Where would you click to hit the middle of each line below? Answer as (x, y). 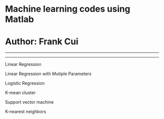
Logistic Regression (25, 83)
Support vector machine (29, 102)
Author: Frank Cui (42, 42)
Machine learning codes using (68, 9)
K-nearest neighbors (26, 112)
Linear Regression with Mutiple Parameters (48, 74)
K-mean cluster (20, 93)
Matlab (20, 19)
